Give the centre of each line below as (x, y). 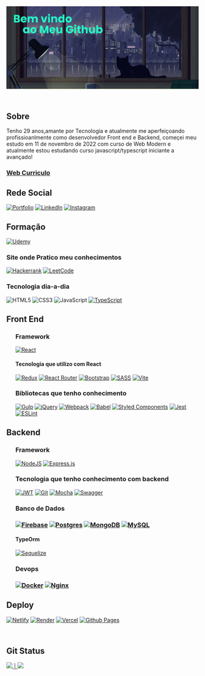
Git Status (26, 651)
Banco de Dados (40, 508)
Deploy (20, 605)
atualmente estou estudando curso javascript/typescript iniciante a (90, 151)
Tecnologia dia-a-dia (38, 287)
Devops (27, 569)
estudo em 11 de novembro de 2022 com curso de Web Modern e (89, 144)
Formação (26, 227)
